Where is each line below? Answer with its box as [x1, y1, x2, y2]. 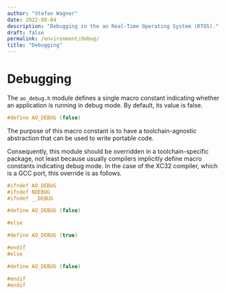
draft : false [7, 29, 45, 36]
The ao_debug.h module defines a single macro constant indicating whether [7, 94, 220, 102]
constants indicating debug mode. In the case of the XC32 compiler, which [7, 161, 218, 170]
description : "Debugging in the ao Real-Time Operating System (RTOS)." [7, 23, 219, 29]
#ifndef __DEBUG [7, 195, 53, 202]
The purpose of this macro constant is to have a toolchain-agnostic [7, 126, 197, 135]
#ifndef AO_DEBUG [7, 182, 57, 189]
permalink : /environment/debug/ [7, 36, 99, 42]
